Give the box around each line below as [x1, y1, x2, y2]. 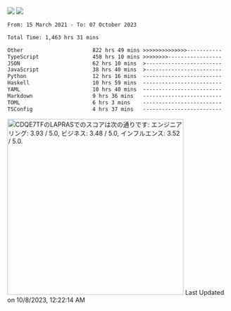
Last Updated [185, 288, 225, 296]
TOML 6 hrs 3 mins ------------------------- [7, 99, 222, 106]
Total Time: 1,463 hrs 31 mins [7, 34, 99, 41]
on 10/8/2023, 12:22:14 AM [7, 296, 86, 304]
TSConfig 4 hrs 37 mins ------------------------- [7, 106, 222, 113]
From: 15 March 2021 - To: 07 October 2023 [7, 21, 137, 28]
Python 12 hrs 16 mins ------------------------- [7, 73, 222, 80]
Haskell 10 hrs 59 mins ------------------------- [7, 80, 222, 87]
